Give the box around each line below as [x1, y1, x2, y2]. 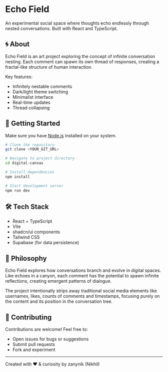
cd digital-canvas [5, 160, 43, 166]
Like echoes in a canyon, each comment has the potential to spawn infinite [5, 273, 159, 279]
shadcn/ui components [12, 229, 60, 235]
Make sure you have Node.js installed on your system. [5, 132, 116, 138]
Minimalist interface [12, 94, 53, 100]
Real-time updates [12, 99, 51, 105]
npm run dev [5, 188, 30, 193]
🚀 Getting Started [5, 119, 60, 128]
